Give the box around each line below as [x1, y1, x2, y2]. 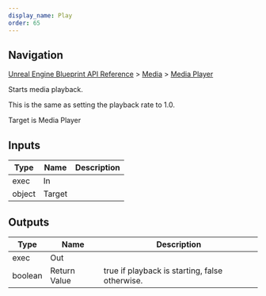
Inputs [8, 138, 41, 152]
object [12, 188, 36, 199]
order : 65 [8, 19, 41, 27]
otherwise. [103, 275, 143, 286]
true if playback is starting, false [103, 265, 223, 276]
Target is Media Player [8, 116, 82, 125]
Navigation [8, 48, 63, 62]
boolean [12, 270, 43, 281]
